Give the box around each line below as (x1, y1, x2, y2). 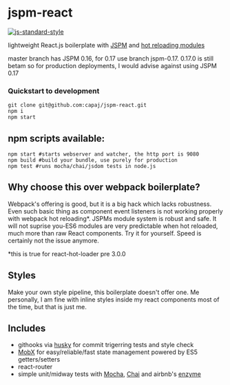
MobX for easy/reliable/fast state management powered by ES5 (17, 348, 198, 356)
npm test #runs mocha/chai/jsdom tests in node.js (8, 163, 156, 170)
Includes (8, 322, 46, 335)
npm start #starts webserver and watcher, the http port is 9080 (8, 151, 199, 158)
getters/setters (17, 355, 61, 364)
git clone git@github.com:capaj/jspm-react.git (8, 102, 147, 109)
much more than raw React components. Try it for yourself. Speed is (8, 229, 202, 237)
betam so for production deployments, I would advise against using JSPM (8, 61, 218, 70)
